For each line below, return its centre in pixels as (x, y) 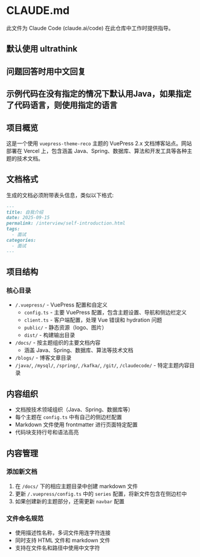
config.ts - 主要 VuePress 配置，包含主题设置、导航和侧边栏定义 (105, 313)
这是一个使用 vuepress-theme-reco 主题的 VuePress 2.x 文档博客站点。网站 (99, 143)
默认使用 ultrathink (42, 49)
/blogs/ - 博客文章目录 (43, 358)
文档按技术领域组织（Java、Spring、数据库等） (74, 409)
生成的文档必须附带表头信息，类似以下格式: (60, 195)
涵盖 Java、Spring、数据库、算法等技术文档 (79, 350)
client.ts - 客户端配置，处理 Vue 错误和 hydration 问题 (93, 320)
